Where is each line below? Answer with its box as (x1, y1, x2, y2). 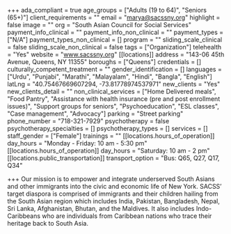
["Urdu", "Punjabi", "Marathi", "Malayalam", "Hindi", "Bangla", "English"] (7, 72, 212, 81)
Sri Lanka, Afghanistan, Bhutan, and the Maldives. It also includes (7, 205, 195, 212)
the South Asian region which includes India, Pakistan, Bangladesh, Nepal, (7, 197, 221, 205)
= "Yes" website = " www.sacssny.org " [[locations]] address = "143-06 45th (7, 50, 225, 58)
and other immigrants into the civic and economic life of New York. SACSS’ (7, 182, 222, 190)
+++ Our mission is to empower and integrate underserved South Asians (7, 175, 215, 183)
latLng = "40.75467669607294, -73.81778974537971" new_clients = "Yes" (7, 80, 221, 88)
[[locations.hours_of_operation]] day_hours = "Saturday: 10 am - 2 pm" (7, 146, 210, 155)
